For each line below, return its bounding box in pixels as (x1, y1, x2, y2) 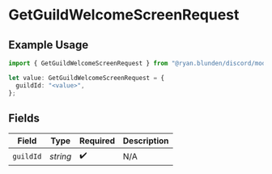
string (49, 151, 72, 162)
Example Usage (8, 38, 89, 52)
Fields (8, 111, 40, 125)
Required (79, 135, 116, 146)
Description (122, 135, 169, 146)
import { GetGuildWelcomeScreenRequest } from (8, 59, 168, 67)
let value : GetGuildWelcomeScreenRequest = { (8, 74, 164, 82)
